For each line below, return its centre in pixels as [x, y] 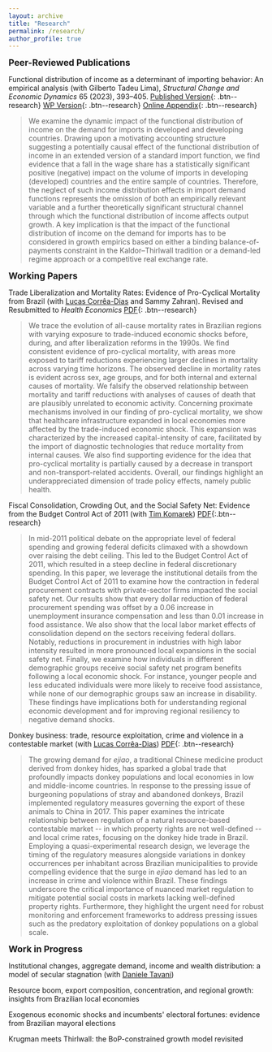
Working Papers [43, 276]
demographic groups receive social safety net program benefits [135, 668]
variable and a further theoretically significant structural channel [136, 207]
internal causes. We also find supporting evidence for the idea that [140, 455]
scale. [38, 933]
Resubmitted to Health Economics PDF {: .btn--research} [103, 310]
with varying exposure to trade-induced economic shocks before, [138, 335]
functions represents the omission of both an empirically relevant [137, 199]
